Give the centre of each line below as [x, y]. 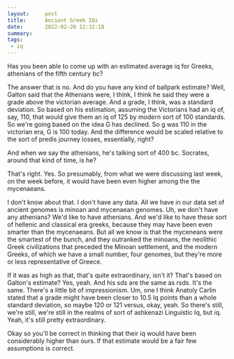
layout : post [32, 14]
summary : [20, 33]
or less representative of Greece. [55, 262]
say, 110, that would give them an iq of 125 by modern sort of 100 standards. [116, 117]
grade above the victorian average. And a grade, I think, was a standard [110, 102]
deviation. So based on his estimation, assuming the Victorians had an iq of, [116, 110]
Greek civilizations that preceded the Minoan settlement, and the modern [112, 247]
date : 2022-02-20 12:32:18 [56, 27]
